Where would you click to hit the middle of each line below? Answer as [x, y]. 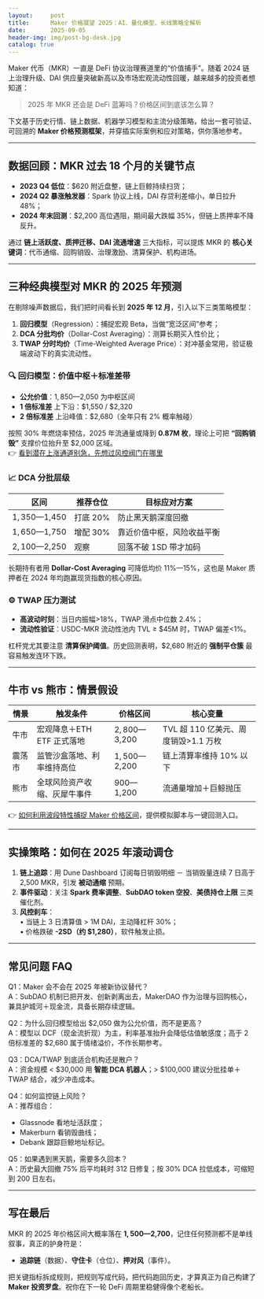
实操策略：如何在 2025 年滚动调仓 [91, 852]
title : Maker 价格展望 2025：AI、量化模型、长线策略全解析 [105, 23]
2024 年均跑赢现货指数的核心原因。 [88, 578]
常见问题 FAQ [40, 966]
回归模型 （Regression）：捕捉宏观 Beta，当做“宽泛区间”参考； [119, 324]
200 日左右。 [38, 1179]
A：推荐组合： [31, 1106]
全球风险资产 [60, 783]
